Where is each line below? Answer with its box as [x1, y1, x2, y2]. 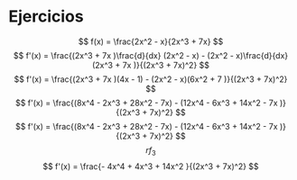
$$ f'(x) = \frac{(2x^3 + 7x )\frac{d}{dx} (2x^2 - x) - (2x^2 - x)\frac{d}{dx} [13, 49, 289, 60]
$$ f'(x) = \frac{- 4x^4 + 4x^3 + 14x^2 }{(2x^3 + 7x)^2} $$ [42, 160, 259, 172]
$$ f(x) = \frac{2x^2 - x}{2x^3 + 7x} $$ [78, 36, 224, 47]
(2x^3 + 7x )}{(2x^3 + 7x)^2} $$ [92, 59, 209, 70]
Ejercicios [8, 6, 84, 27]
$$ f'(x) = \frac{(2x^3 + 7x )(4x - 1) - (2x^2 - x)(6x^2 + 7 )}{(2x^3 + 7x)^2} [14, 74, 288, 85]
